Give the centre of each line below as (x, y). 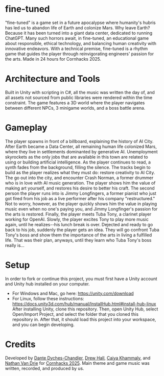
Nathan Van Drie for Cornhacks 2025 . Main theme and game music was (77, 363)
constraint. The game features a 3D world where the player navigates (75, 103)
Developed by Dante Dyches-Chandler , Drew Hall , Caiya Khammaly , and (78, 358)
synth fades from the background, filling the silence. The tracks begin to (78, 167)
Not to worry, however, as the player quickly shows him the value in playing (81, 204)
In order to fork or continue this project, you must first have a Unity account (81, 279)
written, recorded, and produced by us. (45, 368)
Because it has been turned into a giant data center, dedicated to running (79, 33)
